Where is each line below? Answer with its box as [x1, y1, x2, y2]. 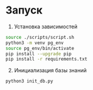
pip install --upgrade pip [5, 51, 72, 56]
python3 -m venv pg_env [5, 39, 64, 46]
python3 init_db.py [5, 78, 54, 84]
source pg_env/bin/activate [5, 45, 75, 51]
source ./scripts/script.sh [5, 34, 75, 40]
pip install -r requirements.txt [5, 56, 88, 62]
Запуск [5, 4, 43, 17]
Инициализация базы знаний [14, 67, 87, 74]
